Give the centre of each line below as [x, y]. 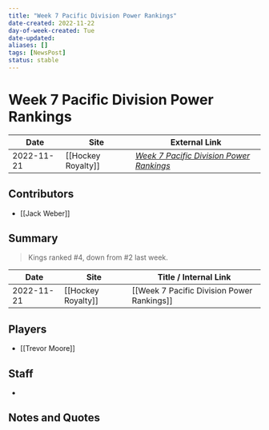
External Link [196, 142]
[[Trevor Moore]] [48, 348]
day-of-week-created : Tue [51, 30]
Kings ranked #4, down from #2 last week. [98, 257]
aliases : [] [28, 46]
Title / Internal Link [194, 277]
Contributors [41, 194]
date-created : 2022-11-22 [51, 23]
